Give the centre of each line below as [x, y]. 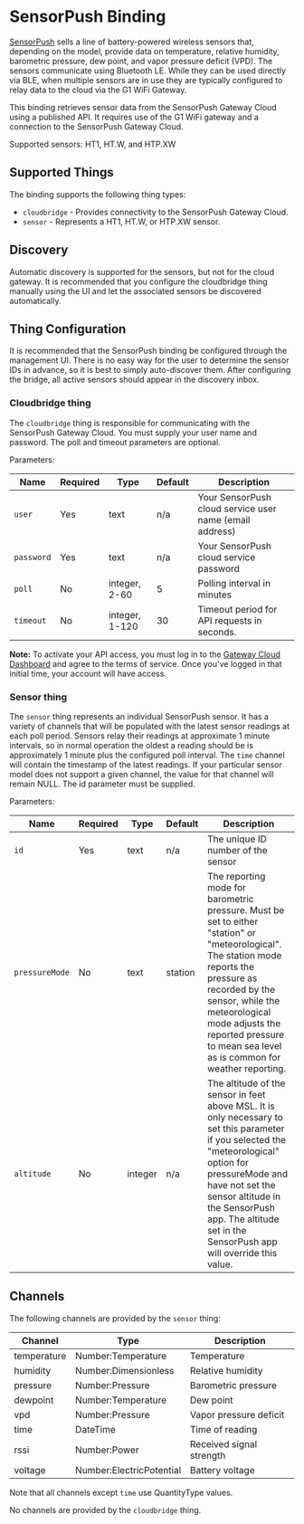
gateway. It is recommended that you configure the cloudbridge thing [139, 281]
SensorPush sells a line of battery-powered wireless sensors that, [132, 42]
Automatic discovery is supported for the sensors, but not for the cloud [142, 271]
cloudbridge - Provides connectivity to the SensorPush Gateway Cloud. [155, 212]
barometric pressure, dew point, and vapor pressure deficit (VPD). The [141, 61]
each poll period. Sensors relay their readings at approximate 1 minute [139, 736]
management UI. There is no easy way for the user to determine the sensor [149, 360]
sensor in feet [236, 1094]
